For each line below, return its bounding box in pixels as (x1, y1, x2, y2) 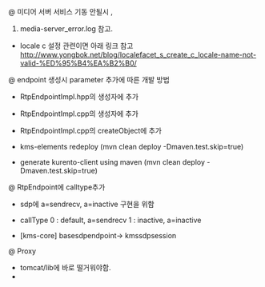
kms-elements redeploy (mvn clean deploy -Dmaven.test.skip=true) (19, 142, 244, 151)
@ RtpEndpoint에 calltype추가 (8, 182, 106, 192)
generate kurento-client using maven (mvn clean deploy (19, 157, 206, 166)
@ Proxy (8, 246, 37, 256)
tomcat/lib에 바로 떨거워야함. (19, 263, 111, 272)
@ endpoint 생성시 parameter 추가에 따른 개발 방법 (8, 75, 170, 84)
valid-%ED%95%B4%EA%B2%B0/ (19, 58, 138, 68)
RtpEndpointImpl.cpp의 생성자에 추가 (19, 109, 139, 118)
